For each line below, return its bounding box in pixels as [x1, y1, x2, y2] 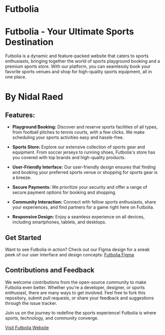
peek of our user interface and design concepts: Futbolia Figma [5, 251, 134, 257]
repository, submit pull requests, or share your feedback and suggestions [5, 295, 154, 301]
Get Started [5, 233, 41, 242]
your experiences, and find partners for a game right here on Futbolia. [12, 204, 154, 210]
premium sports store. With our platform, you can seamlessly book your [5, 63, 151, 70]
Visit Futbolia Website [5, 325, 49, 331]
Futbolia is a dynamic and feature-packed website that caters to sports [5, 53, 149, 59]
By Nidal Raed [5, 91, 63, 102]
